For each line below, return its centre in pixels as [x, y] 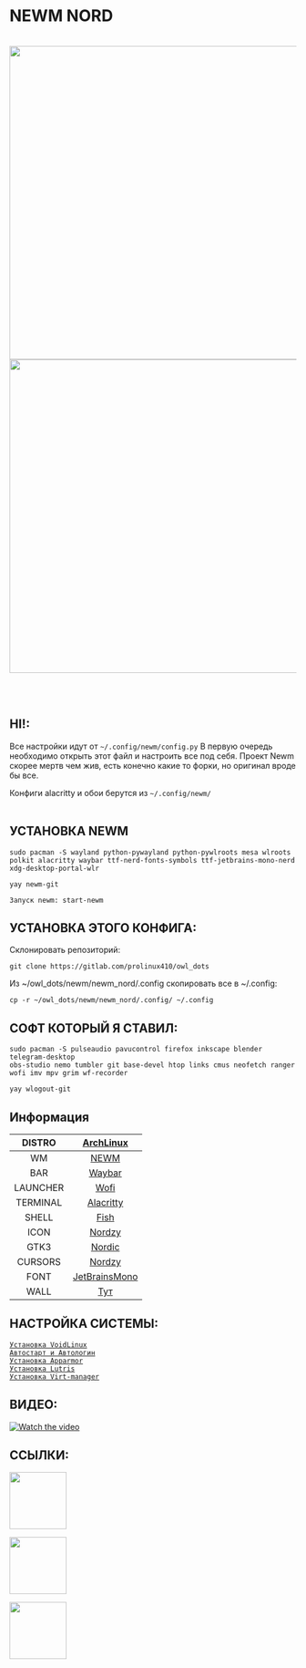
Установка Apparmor [46, 1361]
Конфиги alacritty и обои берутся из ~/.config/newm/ [110, 793]
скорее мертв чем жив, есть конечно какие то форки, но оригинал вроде [153, 765]
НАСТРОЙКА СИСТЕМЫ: [84, 1324]
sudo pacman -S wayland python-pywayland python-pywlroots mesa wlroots [150, 852]
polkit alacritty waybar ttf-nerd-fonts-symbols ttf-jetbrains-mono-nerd [153, 860]
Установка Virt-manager [55, 1377]
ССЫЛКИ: [40, 1456]
